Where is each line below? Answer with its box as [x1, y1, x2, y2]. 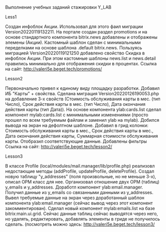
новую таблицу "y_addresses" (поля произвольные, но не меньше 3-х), [5, 174, 157, 179]
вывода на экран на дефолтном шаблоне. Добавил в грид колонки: [5, 122, 149, 128]
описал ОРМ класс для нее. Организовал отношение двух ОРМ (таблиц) [5, 179, 160, 185]
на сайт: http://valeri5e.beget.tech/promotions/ [5, 66, 102, 72]
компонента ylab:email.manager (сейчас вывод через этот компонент [5, 200, 153, 206]
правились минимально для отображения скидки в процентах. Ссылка [5, 61, 157, 66]
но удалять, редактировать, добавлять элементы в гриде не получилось [5, 216, 160, 222]
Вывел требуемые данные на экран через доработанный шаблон [5, 195, 145, 201]
